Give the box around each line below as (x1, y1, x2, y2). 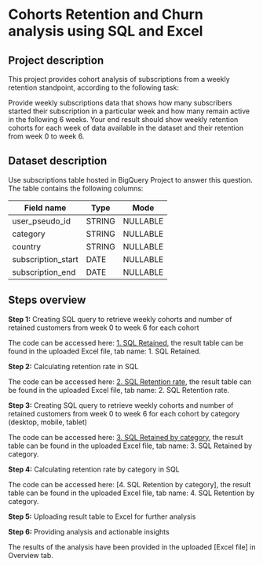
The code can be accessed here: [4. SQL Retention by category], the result (8, 479, 251, 489)
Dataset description (8, 154, 108, 168)
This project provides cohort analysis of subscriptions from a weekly (8, 75, 230, 83)
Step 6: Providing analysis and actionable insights (8, 527, 170, 536)
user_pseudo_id (12, 215, 71, 226)
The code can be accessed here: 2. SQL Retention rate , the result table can (8, 376, 252, 387)
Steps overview (8, 294, 86, 307)
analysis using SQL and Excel (8, 22, 203, 40)
